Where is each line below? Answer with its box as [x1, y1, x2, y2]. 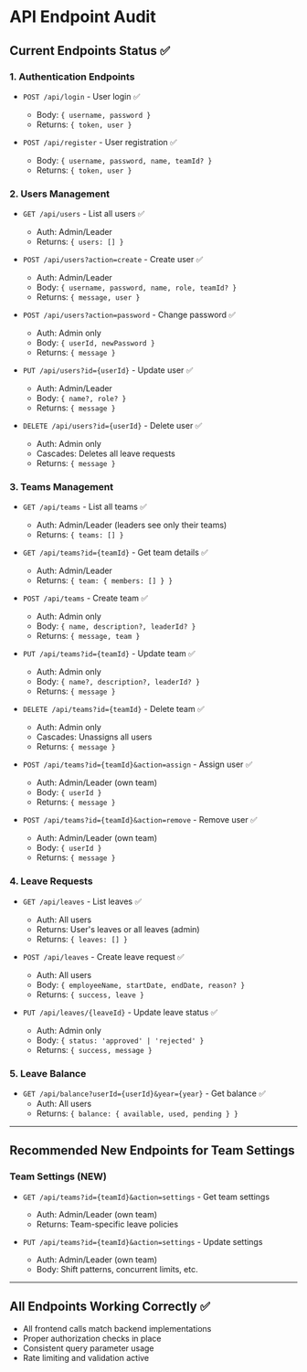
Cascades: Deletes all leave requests [36, 448, 175, 459]
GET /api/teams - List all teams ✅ [22, 501, 148, 513]
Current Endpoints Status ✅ [9, 43, 171, 58]
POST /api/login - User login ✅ [22, 90, 141, 101]
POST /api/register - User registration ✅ [22, 136, 177, 147]
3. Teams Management [9, 481, 114, 494]
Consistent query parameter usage [22, 1342, 154, 1354]
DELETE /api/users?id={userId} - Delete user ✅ [22, 420, 203, 431]
